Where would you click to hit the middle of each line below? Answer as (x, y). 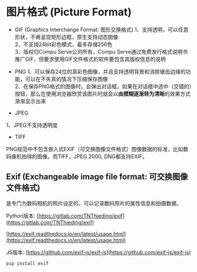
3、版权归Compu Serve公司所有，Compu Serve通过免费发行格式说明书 (101, 51)
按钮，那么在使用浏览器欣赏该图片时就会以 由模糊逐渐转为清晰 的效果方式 (102, 94)
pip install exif (27, 263)
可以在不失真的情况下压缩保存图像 (66, 79)
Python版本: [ (22, 215)
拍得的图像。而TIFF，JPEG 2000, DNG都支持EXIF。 (84, 156)
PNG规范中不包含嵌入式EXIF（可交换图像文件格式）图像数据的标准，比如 (95, 149)
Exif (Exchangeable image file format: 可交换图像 (97, 177)
